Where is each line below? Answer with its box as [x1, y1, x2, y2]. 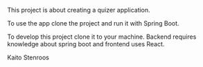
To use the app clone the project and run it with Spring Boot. [7, 19, 179, 27]
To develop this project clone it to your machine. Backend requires [7, 32, 197, 41]
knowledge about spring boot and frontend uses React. [7, 40, 165, 48]
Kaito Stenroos [7, 53, 50, 61]
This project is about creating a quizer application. [7, 6, 150, 14]
